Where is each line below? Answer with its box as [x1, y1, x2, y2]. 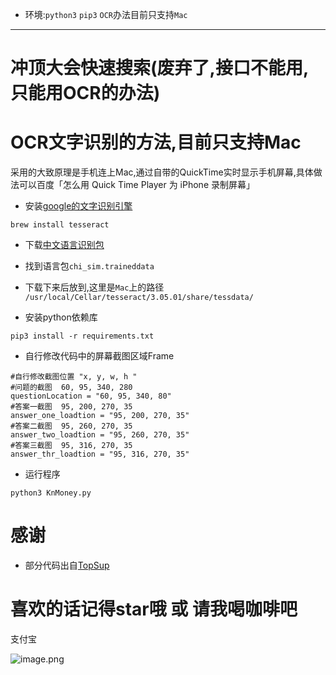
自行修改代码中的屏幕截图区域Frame [24, 350, 175, 362]
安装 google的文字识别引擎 [24, 200, 133, 212]
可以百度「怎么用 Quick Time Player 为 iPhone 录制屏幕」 [18, 179, 255, 191]
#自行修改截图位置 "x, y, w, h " [10, 372, 138, 382]
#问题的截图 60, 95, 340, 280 [10, 383, 133, 393]
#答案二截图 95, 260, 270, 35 [10, 421, 133, 432]
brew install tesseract [10, 220, 110, 230]
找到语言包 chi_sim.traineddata [24, 260, 155, 272]
